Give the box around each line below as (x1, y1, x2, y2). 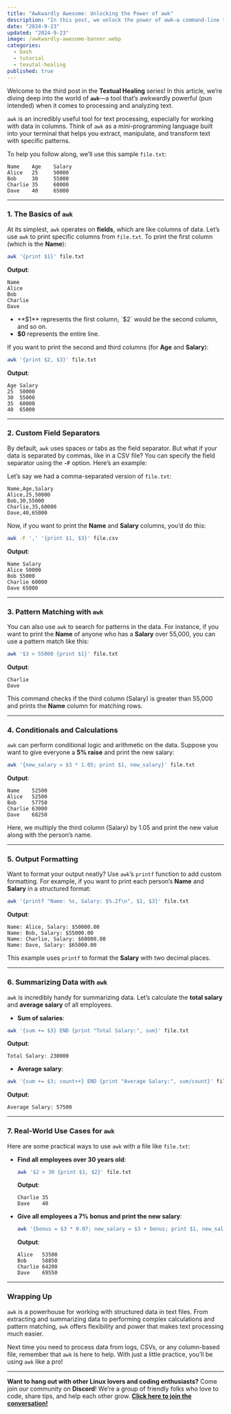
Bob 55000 (7, 572, 36, 579)
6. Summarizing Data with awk (7, 978, 108, 987)
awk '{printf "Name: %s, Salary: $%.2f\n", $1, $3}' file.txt (7, 898, 189, 905)
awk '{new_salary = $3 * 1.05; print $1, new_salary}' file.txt (7, 762, 195, 769)
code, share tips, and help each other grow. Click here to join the (7, 1391, 192, 1400)
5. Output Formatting (7, 854, 78, 864)
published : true (7, 67, 54, 74)
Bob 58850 (16, 1257, 58, 1265)
